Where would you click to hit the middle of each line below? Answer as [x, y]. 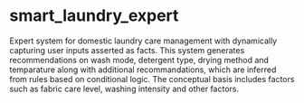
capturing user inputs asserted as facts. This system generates [127, 50]
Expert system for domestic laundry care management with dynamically [143, 41]
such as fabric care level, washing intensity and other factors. [124, 89]
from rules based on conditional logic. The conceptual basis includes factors [152, 79]
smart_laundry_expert [94, 16]
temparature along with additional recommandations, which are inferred [143, 70]
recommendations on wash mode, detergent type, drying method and [139, 60]
